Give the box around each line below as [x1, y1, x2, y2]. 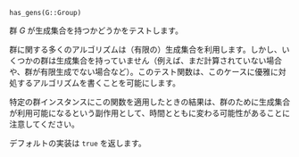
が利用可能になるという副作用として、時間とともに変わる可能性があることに [9, 108, 290, 118]
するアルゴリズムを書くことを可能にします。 [16, 78, 181, 88]
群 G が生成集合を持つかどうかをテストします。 [9, 25, 183, 36]
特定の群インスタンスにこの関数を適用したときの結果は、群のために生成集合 [9, 96, 291, 107]
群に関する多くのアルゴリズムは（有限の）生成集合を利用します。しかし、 [9, 45, 283, 54]
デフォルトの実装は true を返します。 [9, 138, 147, 148]
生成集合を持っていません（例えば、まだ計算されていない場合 [55, 55, 283, 66]
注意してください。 [9, 119, 80, 129]
